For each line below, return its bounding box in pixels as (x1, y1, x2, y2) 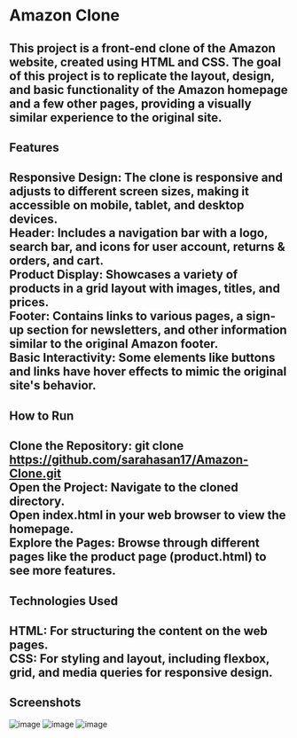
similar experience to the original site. (9, 110, 223, 125)
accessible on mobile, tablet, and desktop (9, 198, 245, 213)
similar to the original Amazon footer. (9, 336, 219, 351)
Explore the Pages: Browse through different (9, 536, 260, 551)
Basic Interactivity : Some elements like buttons (9, 350, 276, 365)
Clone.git (9, 467, 62, 482)
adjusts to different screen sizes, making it (9, 184, 250, 200)
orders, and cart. (9, 254, 105, 269)
